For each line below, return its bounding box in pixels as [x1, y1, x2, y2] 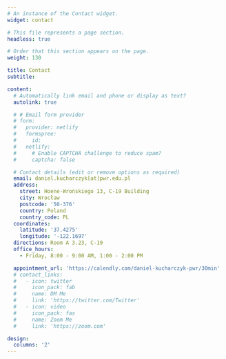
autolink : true [13, 98, 57, 106]
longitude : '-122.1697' [19, 233, 88, 240]
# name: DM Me [13, 291, 67, 297]
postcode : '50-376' [19, 201, 76, 208]
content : [7, 86, 32, 93]
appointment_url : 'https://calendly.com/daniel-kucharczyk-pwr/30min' [13, 264, 220, 272]
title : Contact [7, 67, 51, 74]
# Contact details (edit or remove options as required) [13, 169, 181, 176]
